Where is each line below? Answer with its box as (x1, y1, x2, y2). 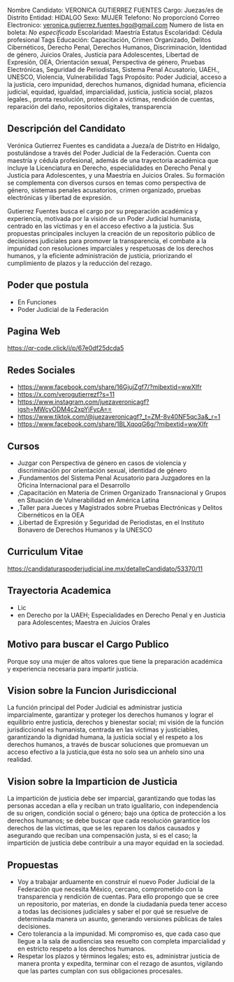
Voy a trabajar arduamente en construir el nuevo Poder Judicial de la (17, 877, 215, 885)
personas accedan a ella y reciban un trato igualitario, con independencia (7, 802, 219, 810)
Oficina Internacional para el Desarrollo (17, 481, 131, 490)
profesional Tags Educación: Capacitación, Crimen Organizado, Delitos (7, 36, 212, 44)
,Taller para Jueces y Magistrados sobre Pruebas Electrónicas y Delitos (17, 504, 223, 512)
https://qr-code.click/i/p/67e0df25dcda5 (7, 344, 124, 353)
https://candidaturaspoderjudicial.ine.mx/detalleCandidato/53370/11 (7, 564, 203, 573)
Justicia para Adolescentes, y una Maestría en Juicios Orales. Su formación (7, 171, 225, 179)
